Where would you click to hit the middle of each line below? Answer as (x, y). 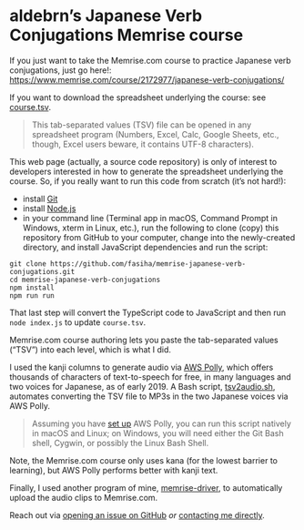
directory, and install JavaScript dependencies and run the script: (145, 247)
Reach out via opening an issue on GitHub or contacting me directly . (137, 515)
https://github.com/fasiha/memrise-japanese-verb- (148, 264)
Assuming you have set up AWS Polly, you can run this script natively (161, 423)
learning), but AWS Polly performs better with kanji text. (114, 470)
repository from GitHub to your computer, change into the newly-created (159, 237)
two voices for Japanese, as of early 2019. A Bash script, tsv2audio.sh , (142, 386)
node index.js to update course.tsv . (78, 322)
